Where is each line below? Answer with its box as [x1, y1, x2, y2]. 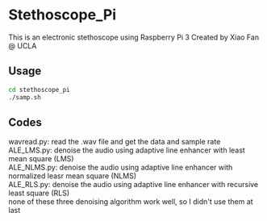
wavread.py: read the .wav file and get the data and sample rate [8, 137, 221, 147]
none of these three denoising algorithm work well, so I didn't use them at [8, 197, 253, 206]
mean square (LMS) [8, 154, 74, 164]
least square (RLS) [8, 188, 70, 198]
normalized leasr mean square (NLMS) [8, 171, 137, 181]
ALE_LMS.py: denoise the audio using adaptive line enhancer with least [8, 145, 246, 155]
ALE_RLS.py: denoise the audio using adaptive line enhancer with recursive [8, 180, 259, 190]
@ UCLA [8, 40, 37, 50]
